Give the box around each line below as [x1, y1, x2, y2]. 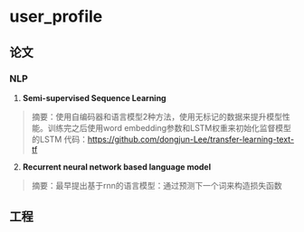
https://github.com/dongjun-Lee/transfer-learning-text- [87, 134, 295, 144]
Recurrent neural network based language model [22, 161, 211, 172]
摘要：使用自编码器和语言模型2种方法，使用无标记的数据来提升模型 [31, 111, 283, 122]
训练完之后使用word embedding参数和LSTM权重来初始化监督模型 [47, 122, 292, 133]
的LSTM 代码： [31, 134, 89, 144]
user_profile [9, 6, 103, 27]
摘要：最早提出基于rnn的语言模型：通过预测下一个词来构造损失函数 [31, 180, 282, 190]
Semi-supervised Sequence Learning [22, 92, 166, 103]
